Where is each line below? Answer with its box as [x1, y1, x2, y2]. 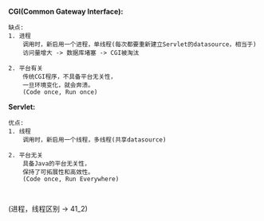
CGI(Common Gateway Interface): [8, 7, 124, 16]
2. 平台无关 [8, 151, 44, 159]
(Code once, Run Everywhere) [22, 175, 120, 183]
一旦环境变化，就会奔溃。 [22, 81, 94, 89]
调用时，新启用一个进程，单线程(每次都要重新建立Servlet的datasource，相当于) [22, 41, 257, 48]
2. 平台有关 [8, 64, 44, 72]
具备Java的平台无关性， [22, 160, 91, 168]
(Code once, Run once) [22, 88, 98, 96]
